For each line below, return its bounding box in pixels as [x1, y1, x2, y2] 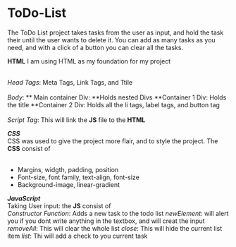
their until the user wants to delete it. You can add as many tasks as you [7, 35, 216, 44]
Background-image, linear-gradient [17, 180, 120, 188]
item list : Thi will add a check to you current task [7, 231, 148, 240]
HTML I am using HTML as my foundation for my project [7, 56, 171, 65]
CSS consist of [7, 144, 51, 152]
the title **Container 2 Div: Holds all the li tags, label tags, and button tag [7, 100, 221, 109]
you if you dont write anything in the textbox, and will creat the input [7, 217, 206, 225]
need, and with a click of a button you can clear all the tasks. [7, 43, 184, 52]
